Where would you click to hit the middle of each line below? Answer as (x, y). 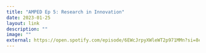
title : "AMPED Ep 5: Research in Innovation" (65, 12)
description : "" (27, 29)
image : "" (19, 35)
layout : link (23, 23)
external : (19, 40)
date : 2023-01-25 (29, 18)
